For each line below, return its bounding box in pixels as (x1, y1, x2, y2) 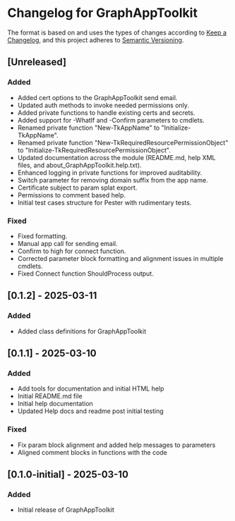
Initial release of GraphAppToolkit (17, 505, 115, 514)
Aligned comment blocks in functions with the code (17, 448, 168, 456)
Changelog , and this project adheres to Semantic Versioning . (7, 35, 184, 44)
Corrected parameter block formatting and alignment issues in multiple (17, 254, 224, 262)
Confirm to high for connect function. (17, 247, 126, 255)
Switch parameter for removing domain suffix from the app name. (17, 176, 208, 184)
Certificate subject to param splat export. (17, 183, 138, 192)
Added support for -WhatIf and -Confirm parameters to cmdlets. (17, 116, 205, 124)
